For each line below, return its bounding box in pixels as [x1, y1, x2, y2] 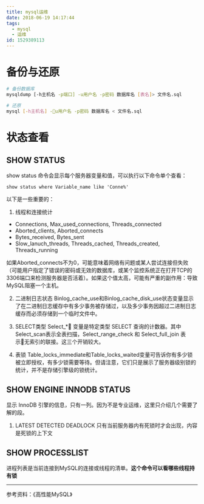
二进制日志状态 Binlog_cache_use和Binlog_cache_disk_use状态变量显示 [15, 295, 194, 302]
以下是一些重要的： [6, 195, 55, 203]
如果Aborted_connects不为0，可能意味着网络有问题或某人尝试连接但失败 [6, 259, 189, 267]
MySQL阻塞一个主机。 [6, 282, 63, 289]
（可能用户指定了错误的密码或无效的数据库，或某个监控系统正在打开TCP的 [6, 267, 192, 274]
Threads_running [15, 247, 58, 254]
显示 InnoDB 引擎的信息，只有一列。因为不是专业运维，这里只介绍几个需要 [6, 401, 192, 408]
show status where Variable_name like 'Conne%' [6, 184, 129, 191]
